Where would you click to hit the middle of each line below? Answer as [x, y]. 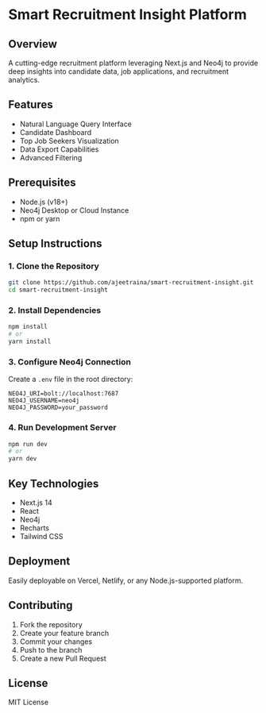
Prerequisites [42, 183]
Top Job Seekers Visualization [69, 141]
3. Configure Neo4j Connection [69, 361]
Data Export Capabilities [59, 149]
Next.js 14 [36, 503]
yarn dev [23, 459]
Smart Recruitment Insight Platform [128, 15]
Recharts [35, 528]
